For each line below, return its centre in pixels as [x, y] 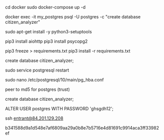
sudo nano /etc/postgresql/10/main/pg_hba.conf [55, 80]
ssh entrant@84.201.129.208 [34, 118]
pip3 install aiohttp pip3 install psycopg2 [47, 41]
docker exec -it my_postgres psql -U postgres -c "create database [73, 17]
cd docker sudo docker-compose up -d [45, 7]
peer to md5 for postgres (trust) [38, 89]
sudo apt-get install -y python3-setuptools [49, 32]
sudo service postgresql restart [37, 70]
